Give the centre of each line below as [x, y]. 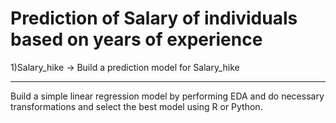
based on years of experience [136, 39]
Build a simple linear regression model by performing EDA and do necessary [167, 96]
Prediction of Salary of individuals [154, 18]
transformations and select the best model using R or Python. [136, 106]
